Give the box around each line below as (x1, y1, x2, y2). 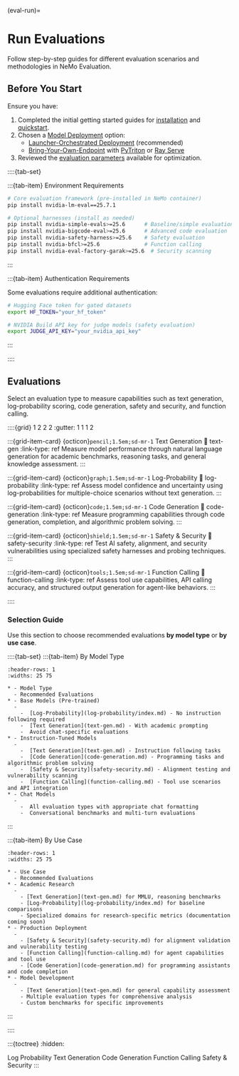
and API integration (7, 784, 69, 792)
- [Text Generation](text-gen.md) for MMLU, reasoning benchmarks (20, 893, 221, 901)
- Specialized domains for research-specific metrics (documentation (20, 912, 231, 919)
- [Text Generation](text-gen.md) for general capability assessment (20, 987, 231, 994)
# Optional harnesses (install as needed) (7, 214, 135, 222)
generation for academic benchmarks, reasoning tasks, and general (7, 452, 206, 461)
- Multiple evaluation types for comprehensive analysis (20, 993, 193, 1000)
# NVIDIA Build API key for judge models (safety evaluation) (7, 321, 196, 329)
